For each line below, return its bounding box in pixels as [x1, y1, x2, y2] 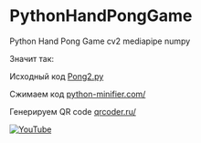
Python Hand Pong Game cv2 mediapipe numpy [9, 36, 191, 46]
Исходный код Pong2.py [9, 70, 104, 82]
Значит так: [9, 53, 55, 64]
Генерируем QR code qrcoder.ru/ [9, 106, 137, 117]
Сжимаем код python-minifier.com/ [9, 88, 146, 99]
